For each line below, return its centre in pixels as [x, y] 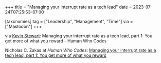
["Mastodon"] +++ [24, 26]
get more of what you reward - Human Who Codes [56, 41]
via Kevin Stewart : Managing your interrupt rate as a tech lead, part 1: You [79, 36]
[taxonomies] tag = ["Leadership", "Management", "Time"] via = [69, 21]
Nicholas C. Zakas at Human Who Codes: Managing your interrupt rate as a [81, 50]
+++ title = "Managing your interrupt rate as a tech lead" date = [69, 7]
